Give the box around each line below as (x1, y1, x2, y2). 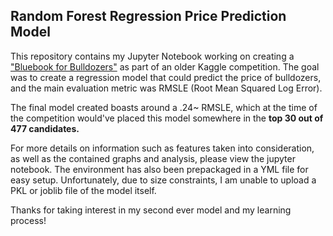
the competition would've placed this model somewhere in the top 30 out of (10, 112, 324, 124)
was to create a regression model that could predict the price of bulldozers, (10, 71, 322, 83)
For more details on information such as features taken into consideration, (10, 142, 315, 154)
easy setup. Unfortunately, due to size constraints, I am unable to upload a (10, 174, 317, 186)
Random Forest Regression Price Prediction (10, 8, 287, 25)
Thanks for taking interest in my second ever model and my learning (10, 204, 292, 216)
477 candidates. (10, 122, 80, 134)
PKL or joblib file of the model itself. (10, 184, 157, 196)
